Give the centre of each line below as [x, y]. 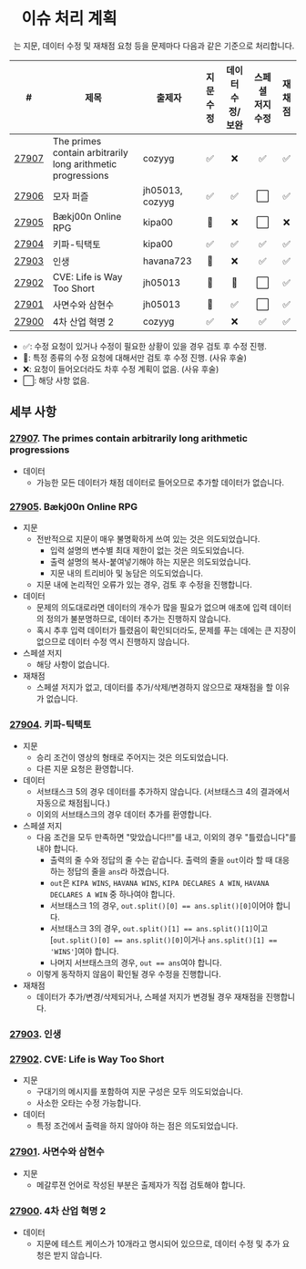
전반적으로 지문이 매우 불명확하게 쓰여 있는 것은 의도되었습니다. [148, 538]
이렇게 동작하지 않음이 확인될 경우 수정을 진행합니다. [128, 974]
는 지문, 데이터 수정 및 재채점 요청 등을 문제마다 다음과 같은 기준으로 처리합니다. [154, 46]
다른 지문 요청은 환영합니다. [85, 769]
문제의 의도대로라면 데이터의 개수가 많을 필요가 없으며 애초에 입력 [152, 607]
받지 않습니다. [78, 1255]
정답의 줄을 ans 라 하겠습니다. [118, 871]
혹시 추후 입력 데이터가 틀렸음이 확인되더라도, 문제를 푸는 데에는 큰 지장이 [166, 629]
